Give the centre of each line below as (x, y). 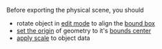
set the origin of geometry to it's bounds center (84, 31)
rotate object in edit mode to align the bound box (86, 23)
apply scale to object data (53, 38)
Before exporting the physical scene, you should (75, 10)
